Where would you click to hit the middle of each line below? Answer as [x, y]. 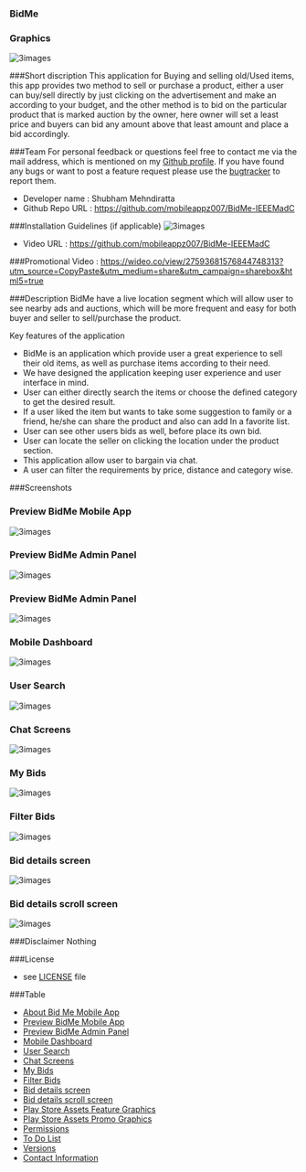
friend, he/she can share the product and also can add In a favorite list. [156, 421]
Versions [39, 1148]
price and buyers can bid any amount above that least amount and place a [149, 124]
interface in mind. [56, 383]
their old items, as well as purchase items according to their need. [147, 363]
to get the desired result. [69, 402]
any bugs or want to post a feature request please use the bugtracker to [145, 171]
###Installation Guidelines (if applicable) [85, 226]
